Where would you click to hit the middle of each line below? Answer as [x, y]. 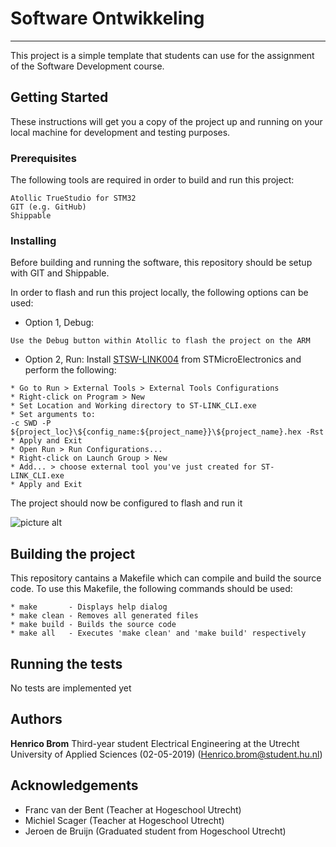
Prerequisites [43, 158]
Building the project [73, 553]
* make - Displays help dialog [89, 607]
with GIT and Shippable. [60, 273]
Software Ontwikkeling [107, 18]
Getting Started [59, 97]
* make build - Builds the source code [93, 625]
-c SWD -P [31, 423]
